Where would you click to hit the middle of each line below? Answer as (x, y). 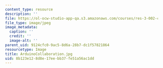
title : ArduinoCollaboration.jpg (39, 54)
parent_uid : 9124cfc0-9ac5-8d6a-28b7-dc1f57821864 (57, 45)
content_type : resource (29, 9)
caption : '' (22, 32)
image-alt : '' (24, 41)
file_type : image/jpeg (28, 23)
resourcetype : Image (26, 49)
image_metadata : (21, 27)
